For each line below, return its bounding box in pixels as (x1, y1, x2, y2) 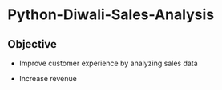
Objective (7, 37, 58, 51)
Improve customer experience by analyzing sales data (18, 58, 198, 68)
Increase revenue (18, 74, 77, 83)
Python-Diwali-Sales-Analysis (7, 6, 214, 24)
